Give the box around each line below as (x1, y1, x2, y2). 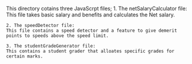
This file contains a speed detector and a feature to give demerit (6, 28, 177, 33)
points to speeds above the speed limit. (6, 33, 109, 39)
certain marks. (6, 53, 43, 59)
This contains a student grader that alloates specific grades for (6, 48, 175, 54)
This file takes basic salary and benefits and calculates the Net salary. (6, 11, 175, 18)
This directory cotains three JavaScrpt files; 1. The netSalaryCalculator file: (6, 5, 187, 12)
